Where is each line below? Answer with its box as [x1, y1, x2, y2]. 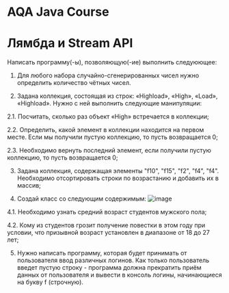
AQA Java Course [7, 4, 109, 20]
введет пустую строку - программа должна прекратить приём [16, 264, 202, 272]
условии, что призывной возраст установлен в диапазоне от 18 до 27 [7, 229, 211, 237]
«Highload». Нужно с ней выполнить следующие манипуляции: [16, 99, 202, 107]
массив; [16, 181, 41, 190]
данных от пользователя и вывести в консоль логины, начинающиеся [16, 271, 222, 279]
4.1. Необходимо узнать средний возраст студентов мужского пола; [7, 208, 207, 216]
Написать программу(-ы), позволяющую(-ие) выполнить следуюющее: [7, 58, 217, 66]
